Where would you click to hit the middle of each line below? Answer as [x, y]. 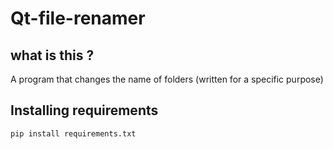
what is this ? [52, 55]
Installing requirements [84, 110]
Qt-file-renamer [78, 18]
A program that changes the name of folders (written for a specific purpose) [167, 79]
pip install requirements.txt [73, 133]
